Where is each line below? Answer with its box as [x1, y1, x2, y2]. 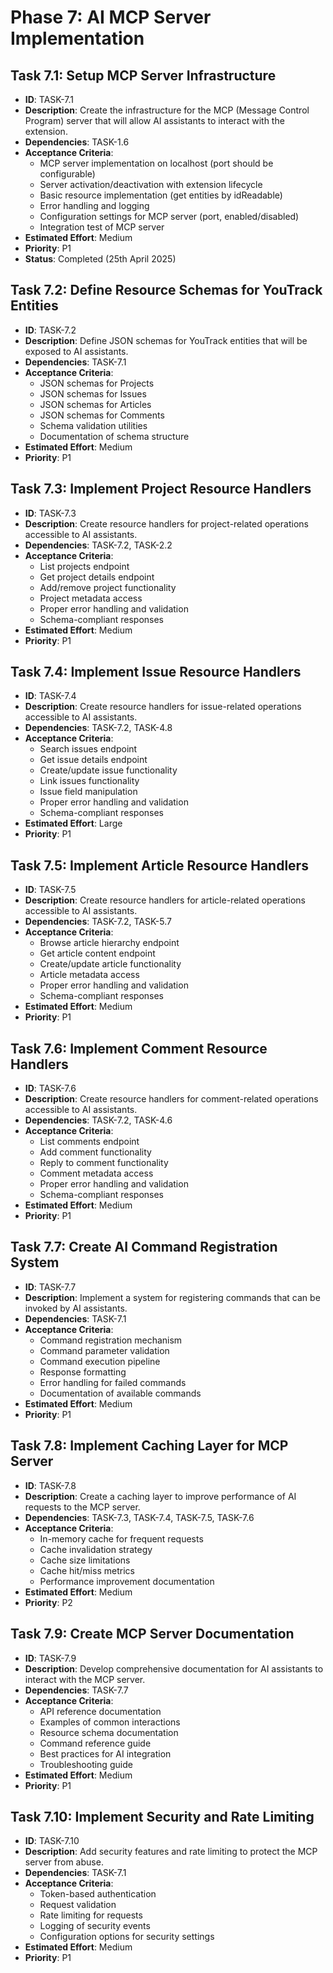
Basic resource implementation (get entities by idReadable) [39, 189, 283, 201]
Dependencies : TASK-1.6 [24, 136, 130, 148]
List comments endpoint [39, 1136, 140, 1148]
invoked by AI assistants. [24, 1302, 128, 1314]
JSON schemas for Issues [39, 387, 147, 400]
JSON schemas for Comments [39, 409, 165, 421]
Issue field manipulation [39, 786, 138, 798]
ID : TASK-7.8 [24, 1479, 77, 1491]
